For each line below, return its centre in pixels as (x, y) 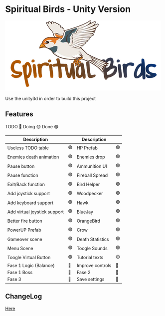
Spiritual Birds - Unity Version (68, 9)
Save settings (90, 279)
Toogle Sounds (92, 248)
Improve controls (94, 265)
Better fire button (25, 221)
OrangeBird (88, 221)
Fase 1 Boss (20, 272)
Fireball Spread (92, 175)
